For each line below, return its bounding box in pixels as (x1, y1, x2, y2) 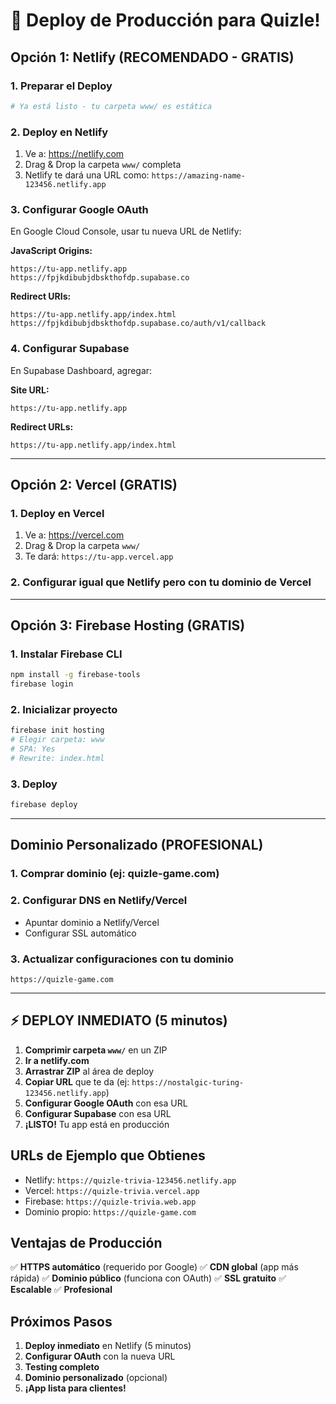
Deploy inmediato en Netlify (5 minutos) (24, 1340, 192, 1352)
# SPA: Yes (10, 744, 56, 754)
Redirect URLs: (10, 420, 74, 433)
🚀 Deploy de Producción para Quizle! (10, 9, 321, 32)
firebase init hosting (10, 725, 105, 736)
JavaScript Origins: (10, 245, 93, 257)
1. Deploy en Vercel (10, 506, 105, 520)
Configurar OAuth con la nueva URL (24, 1350, 176, 1363)
